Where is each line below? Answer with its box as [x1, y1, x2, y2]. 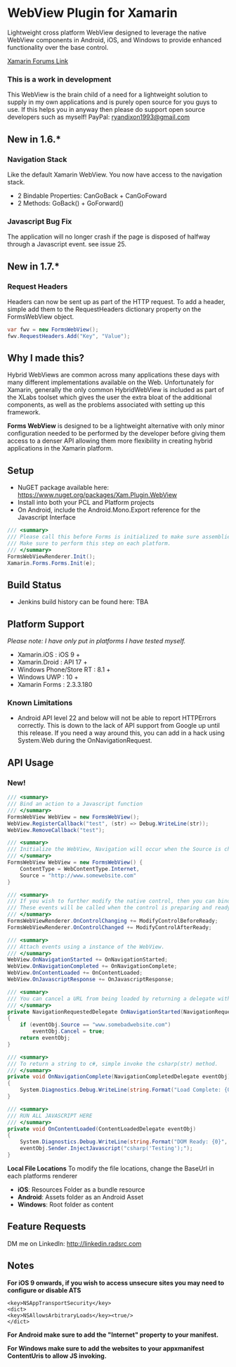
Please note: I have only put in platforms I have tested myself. [7, 637, 186, 645]
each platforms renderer [7, 1171, 78, 1180]
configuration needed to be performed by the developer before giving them [7, 429, 226, 438]
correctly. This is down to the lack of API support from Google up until [17, 722, 220, 730]
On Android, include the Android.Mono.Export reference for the [17, 505, 201, 515]
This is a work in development [7, 74, 112, 84]
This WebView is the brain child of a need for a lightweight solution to [7, 90, 209, 99]
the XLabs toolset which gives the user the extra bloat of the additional [7, 393, 212, 402]
